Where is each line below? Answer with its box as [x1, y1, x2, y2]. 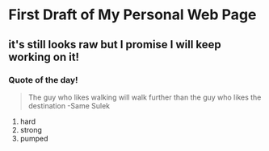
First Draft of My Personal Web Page [8, 6, 257, 24]
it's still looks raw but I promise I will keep [8, 38, 222, 51]
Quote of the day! [8, 74, 78, 85]
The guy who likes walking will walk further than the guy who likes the [27, 92, 262, 102]
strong [19, 124, 43, 134]
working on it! [8, 50, 79, 63]
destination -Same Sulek [27, 100, 111, 110]
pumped [19, 133, 48, 143]
